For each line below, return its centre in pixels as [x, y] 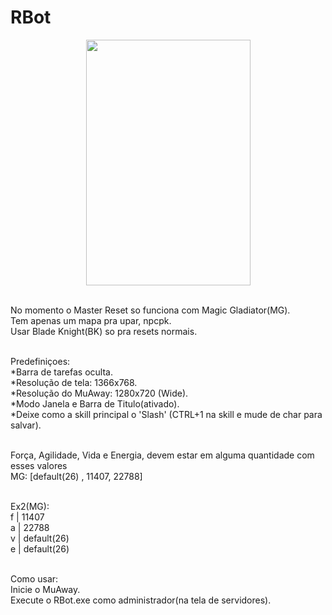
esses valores [39, 465]
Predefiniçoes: [40, 361]
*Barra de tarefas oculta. [61, 372]
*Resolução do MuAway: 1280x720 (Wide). [99, 393]
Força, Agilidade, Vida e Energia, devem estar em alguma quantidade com [162, 455]
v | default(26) [40, 538]
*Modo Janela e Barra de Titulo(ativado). [95, 403]
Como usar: [34, 578]
